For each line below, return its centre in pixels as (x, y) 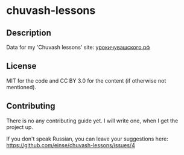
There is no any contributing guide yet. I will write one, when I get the (92, 121)
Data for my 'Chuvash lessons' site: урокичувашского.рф (78, 47)
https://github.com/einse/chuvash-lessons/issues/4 (71, 145)
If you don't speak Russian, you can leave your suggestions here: (87, 139)
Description (29, 33)
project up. (20, 127)
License (21, 66)
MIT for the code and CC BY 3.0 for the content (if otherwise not (86, 81)
